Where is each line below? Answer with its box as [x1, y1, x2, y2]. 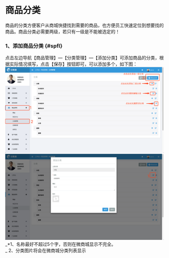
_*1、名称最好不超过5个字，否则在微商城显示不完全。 [5, 241, 116, 247]
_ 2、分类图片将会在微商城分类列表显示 [5, 247, 87, 253]
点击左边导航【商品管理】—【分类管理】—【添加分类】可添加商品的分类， [5, 55, 159, 61]
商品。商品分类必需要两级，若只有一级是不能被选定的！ [5, 28, 120, 34]
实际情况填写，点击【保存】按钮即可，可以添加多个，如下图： [9, 61, 137, 67]
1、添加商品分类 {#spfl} [5, 42, 63, 49]
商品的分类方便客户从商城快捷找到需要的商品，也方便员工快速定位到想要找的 [5, 22, 164, 28]
